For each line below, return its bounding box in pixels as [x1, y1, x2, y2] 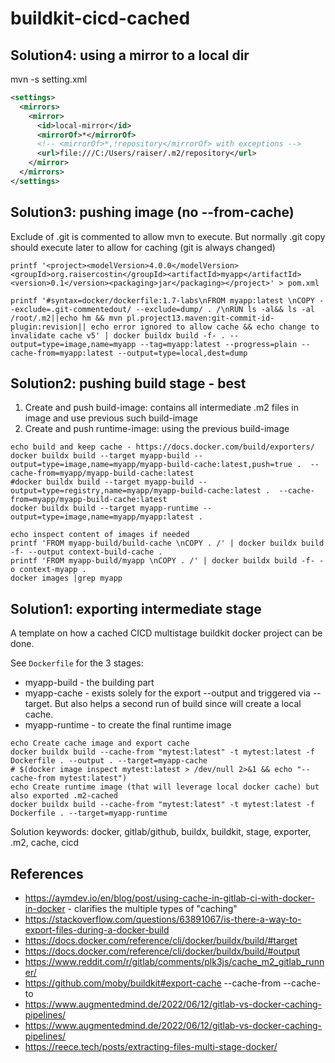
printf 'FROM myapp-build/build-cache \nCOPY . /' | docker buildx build [10, 538, 325, 549]
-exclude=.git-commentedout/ [10, 304, 132, 314]
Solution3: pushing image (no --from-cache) [10, 204, 295, 221]
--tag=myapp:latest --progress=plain [139, 339, 298, 349]
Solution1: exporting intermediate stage [10, 600, 262, 617]
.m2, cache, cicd [10, 837, 80, 849]
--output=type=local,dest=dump [117, 348, 248, 358]
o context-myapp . [10, 565, 87, 575]
